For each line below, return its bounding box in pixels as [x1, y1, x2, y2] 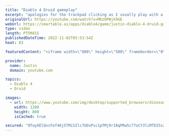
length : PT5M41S [5, 31, 39, 36]
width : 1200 [14, 104, 39, 110]
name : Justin [10, 63, 37, 68]
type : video [5, 26, 30, 31]
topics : [5, 77, 22, 82]
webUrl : [5, 21, 22, 27]
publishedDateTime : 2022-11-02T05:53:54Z [5, 36, 94, 41]
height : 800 [14, 109, 39, 114]
